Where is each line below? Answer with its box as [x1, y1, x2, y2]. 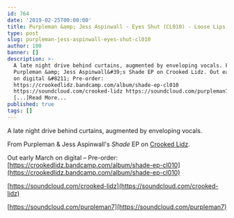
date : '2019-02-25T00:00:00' [7, 17, 92, 24]
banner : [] [7, 49, 39, 56]
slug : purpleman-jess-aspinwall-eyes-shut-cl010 [7, 36, 151, 43]
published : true [7, 101, 54, 108]
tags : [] [7, 107, 33, 114]
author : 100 [7, 42, 42, 49]
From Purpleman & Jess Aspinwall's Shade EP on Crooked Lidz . [7, 140, 190, 148]
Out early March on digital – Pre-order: [7, 153, 118, 162]
